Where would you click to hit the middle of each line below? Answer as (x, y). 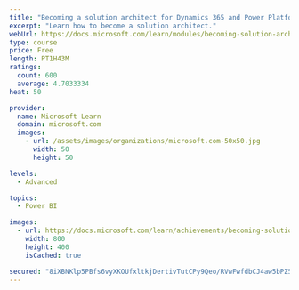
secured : (25, 271)
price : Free (31, 51)
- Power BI (37, 206)
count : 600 (37, 76)
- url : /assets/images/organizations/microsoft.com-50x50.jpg (143, 141)
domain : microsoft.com (59, 125)
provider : (28, 108)
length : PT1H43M (39, 59)
